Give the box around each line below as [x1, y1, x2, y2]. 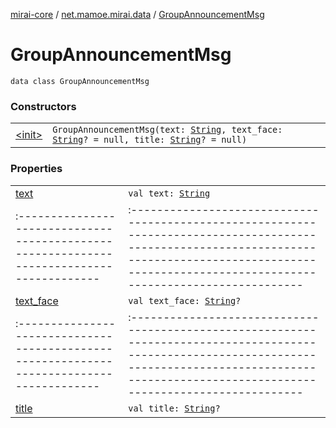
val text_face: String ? [128, 295, 242, 306]
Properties [10, 162, 63, 176]
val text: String [128, 187, 211, 199]
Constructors [10, 99, 77, 113]
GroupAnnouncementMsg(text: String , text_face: [52, 124, 283, 136]
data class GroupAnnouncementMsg [10, 76, 150, 86]
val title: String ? [128, 402, 221, 414]
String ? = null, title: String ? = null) [52, 134, 248, 146]
